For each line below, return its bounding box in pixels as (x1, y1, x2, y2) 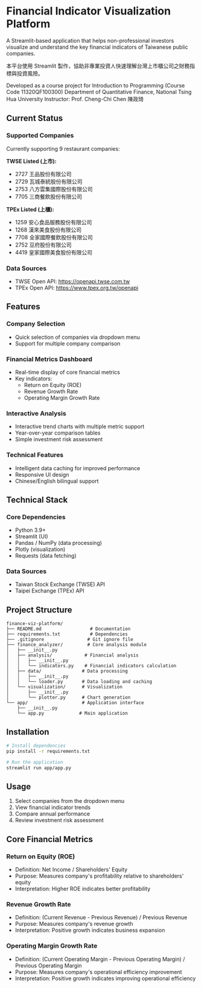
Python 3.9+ (14, 526, 46, 534)
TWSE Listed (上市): (6, 157, 57, 165)
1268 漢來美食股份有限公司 (14, 226, 82, 233)
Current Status (6, 113, 63, 124)
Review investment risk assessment (14, 817, 104, 824)
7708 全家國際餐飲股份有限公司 (14, 233, 93, 241)
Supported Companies (6, 131, 74, 140)
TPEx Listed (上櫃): (6, 206, 54, 213)
